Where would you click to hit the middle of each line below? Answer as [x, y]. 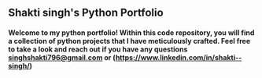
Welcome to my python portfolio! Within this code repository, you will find [131, 32]
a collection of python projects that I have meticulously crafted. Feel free [129, 41]
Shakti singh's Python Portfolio [86, 13]
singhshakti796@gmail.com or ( [62, 57]
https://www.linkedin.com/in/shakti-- [179, 57]
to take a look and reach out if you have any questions [98, 49]
